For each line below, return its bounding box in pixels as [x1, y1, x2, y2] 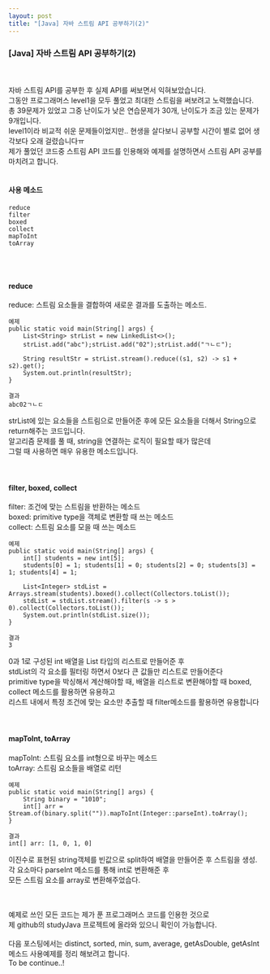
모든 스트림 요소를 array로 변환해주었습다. [8, 875, 141, 884]
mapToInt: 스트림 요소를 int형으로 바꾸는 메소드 [8, 753, 158, 762]
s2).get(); [8, 362, 45, 370]
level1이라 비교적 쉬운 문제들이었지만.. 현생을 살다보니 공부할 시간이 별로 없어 [8, 125, 251, 135]
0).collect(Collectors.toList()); [8, 604, 126, 613]
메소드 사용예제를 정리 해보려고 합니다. [8, 949, 130, 959]
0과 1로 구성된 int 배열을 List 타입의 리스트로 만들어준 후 [8, 657, 185, 666]
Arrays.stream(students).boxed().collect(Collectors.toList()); [8, 590, 230, 598]
